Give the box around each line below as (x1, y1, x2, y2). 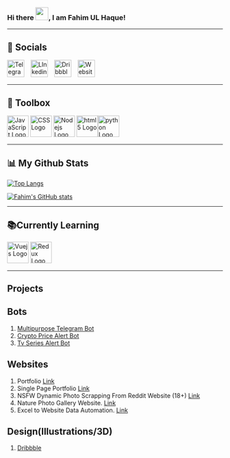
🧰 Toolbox (7, 97, 51, 109)
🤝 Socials (7, 41, 48, 53)
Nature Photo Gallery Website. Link (16, 398, 116, 407)
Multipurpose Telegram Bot (16, 324, 94, 332)
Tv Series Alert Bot (16, 339, 71, 347)
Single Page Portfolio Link (16, 384, 90, 392)
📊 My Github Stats (7, 157, 89, 169)
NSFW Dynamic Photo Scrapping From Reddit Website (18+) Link (16, 391, 201, 400)
